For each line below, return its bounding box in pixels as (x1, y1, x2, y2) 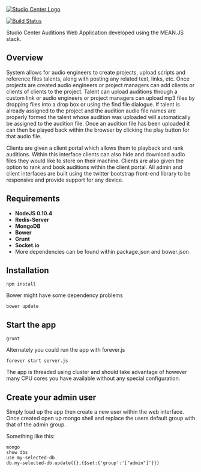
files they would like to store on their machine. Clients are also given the (6, 157, 184, 164)
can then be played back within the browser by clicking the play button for (6, 126, 190, 133)
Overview (6, 53, 44, 63)
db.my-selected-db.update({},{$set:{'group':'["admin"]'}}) (6, 460, 160, 466)
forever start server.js (6, 358, 68, 364)
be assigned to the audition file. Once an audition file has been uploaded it (6, 120, 190, 127)
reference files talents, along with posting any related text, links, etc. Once (6, 75, 190, 82)
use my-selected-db (6, 455, 55, 461)
